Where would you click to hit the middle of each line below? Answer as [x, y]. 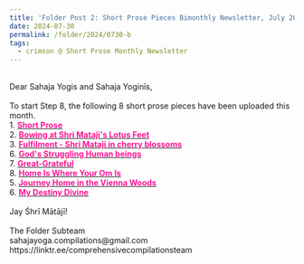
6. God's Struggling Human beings [76, 154]
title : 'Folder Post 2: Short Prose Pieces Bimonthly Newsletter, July [147, 18]
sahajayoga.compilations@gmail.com [79, 240]
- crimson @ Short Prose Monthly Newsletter [103, 52]
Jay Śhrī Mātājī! [38, 212]
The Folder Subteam [47, 231]
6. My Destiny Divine [49, 193]
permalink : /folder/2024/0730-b [70, 34]
